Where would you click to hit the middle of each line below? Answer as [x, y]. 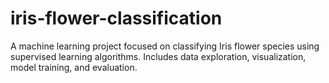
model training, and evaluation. [74, 67]
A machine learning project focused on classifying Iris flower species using [165, 46]
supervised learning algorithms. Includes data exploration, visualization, [158, 56]
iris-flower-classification [116, 18]
